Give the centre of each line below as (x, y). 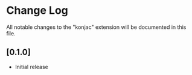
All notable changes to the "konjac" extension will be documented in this (96, 27)
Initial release (31, 67)
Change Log (37, 10)
